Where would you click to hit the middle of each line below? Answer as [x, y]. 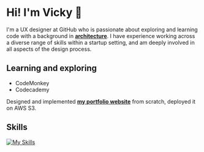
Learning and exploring [51, 68]
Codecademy [32, 89]
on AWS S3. [21, 108]
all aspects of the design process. [49, 49]
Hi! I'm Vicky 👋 [44, 13]
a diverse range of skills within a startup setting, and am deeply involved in [100, 42]
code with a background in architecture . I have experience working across [101, 36]
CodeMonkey [32, 83]
